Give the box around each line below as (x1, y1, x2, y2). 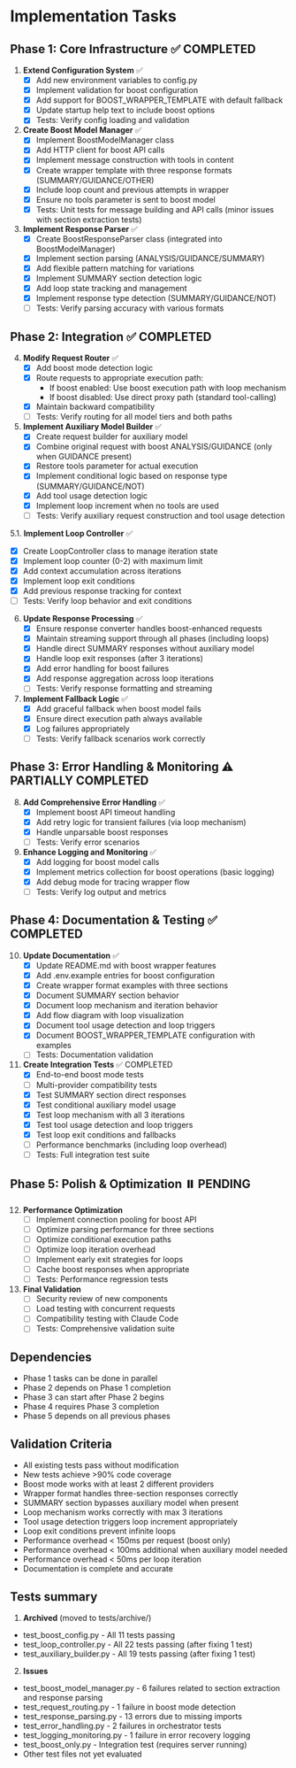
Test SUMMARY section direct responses (35, 1089, 186, 1100)
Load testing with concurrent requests (35, 1303, 176, 1314)
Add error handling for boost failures (35, 663, 170, 674)
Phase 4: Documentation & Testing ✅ (10, 913, 218, 928)
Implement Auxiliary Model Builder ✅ (22, 421, 163, 432)
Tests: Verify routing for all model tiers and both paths (35, 412, 232, 422)
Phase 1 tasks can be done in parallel (22, 1373, 158, 1384)
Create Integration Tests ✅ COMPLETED (22, 1060, 173, 1070)
